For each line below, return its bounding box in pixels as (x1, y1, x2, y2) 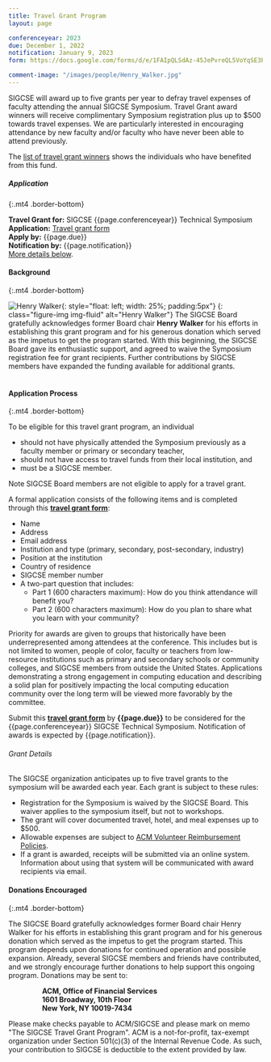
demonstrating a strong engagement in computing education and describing (8, 672, 262, 682)
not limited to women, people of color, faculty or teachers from (8, 646, 217, 656)
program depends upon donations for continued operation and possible (8, 944, 247, 954)
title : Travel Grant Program (8, 11, 106, 20)
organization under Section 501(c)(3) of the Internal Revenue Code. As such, (8, 1035, 262, 1046)
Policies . (19, 841, 48, 850)
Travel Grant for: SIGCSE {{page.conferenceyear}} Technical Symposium (8, 215, 252, 225)
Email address (19, 536, 68, 546)
